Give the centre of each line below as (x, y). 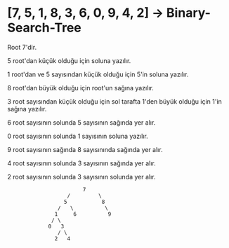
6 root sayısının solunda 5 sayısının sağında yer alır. (81, 122)
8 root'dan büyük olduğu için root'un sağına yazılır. (81, 88)
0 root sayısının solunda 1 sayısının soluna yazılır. (78, 136)
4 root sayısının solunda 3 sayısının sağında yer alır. (81, 163)
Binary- (188, 13)
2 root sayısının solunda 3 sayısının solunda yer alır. (81, 177)
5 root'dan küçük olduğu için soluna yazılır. (69, 60)
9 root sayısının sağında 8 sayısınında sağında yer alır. (85, 149)
